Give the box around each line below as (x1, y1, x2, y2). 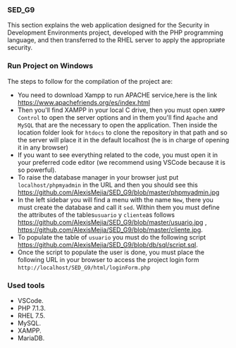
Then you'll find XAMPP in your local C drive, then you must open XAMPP (17, 106, 225, 114)
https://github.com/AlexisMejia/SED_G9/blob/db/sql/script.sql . (17, 240, 199, 249)
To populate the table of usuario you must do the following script (17, 232, 206, 241)
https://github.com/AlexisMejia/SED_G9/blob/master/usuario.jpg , (17, 218, 207, 226)
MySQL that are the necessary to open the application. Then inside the (17, 120, 218, 129)
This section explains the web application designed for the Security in (7, 21, 210, 30)
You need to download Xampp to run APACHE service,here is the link (17, 90, 218, 99)
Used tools (7, 280, 45, 290)
